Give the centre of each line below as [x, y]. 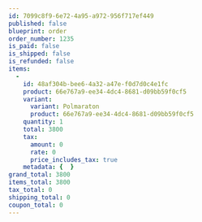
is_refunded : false [41, 62]
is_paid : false [34, 46]
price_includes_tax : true [73, 159]
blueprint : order [38, 31]
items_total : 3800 [39, 183]
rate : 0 [43, 152]
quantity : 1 [43, 122]
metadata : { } [49, 168]
